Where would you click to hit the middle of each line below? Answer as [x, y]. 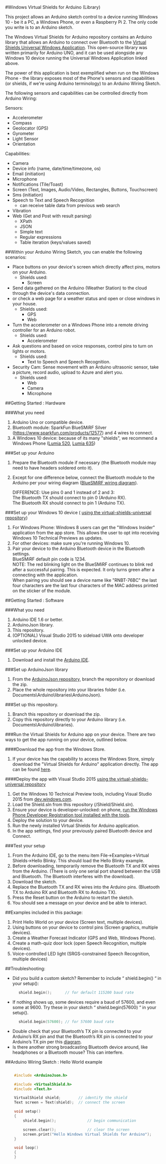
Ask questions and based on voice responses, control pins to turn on [83, 346]
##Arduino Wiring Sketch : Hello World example [54, 1062]
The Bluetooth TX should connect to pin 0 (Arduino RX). [69, 498]
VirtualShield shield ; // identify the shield [71, 1098]
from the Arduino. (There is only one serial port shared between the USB [86, 871]
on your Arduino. [29, 272]
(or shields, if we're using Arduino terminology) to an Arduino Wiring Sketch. [83, 83]
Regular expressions [41, 237]
